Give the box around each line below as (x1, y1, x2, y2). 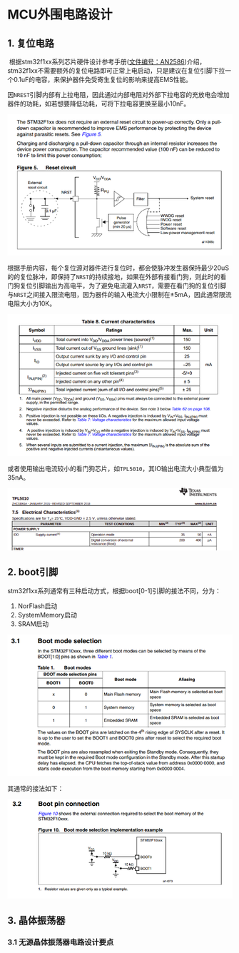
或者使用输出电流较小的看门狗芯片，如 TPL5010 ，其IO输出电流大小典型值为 (7, 464, 224, 473)
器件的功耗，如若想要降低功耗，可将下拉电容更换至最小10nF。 (7, 99, 190, 108)
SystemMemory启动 (17, 610, 77, 619)
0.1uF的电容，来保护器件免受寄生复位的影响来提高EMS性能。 (13, 76, 193, 84)
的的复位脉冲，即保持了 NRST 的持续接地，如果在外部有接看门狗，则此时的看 (7, 273, 227, 281)
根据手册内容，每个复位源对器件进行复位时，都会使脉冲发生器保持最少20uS (7, 263, 230, 272)
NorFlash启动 (17, 601, 58, 610)
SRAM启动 (17, 619, 49, 628)
